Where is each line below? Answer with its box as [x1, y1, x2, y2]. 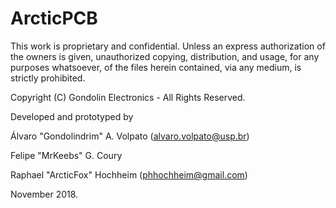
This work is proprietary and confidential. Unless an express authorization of [10, 40, 326, 52]
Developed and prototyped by [10, 110, 134, 122]
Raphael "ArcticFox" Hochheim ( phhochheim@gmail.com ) [10, 168, 248, 181]
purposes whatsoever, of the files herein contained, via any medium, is [10, 61, 302, 73]
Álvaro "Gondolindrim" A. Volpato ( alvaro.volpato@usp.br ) [10, 130, 250, 142]
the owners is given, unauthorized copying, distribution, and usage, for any [10, 50, 320, 62]
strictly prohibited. [10, 72, 86, 84]
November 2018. [10, 188, 79, 200]
